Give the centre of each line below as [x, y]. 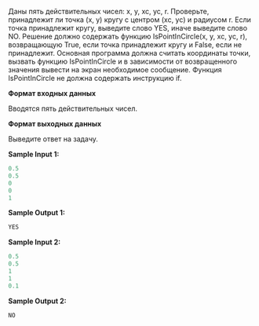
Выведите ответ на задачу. [53, 139]
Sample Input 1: [34, 154]
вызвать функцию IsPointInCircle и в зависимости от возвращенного [123, 61]
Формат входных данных [52, 93]
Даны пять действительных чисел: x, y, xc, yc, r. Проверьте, [109, 11]
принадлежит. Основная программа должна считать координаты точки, [129, 53]
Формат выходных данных [55, 124]
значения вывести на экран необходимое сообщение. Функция [115, 70]
